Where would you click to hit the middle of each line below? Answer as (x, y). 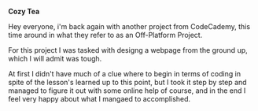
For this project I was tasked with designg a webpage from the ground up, (128, 50)
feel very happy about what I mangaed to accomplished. (100, 99)
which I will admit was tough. (55, 59)
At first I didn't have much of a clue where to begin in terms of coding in (125, 74)
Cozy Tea (24, 11)
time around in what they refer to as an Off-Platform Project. (105, 35)
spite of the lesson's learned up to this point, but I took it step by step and (127, 82)
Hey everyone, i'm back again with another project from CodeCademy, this (129, 26)
